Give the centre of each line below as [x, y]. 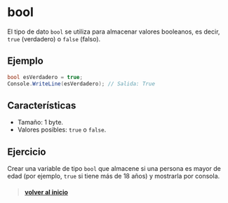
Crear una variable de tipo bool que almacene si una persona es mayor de [114, 169]
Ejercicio [27, 152]
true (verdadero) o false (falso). [54, 38]
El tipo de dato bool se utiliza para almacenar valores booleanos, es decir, [114, 31]
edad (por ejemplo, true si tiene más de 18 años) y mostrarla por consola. [114, 176]
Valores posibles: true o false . [62, 129]
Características [42, 105]
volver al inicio [46, 192]
